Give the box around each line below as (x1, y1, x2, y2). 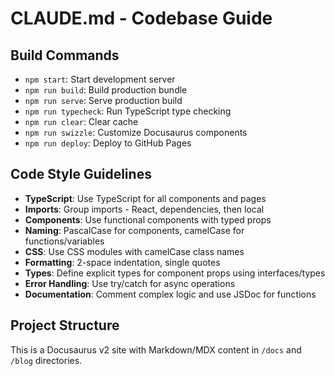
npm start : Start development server (24, 73, 176, 85)
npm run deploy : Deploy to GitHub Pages (24, 137, 192, 149)
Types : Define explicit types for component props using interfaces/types (24, 267, 326, 279)
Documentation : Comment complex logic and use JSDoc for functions (24, 288, 317, 300)
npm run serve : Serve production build (24, 95, 183, 106)
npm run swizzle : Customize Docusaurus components (24, 127, 248, 138)
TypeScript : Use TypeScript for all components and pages (24, 192, 267, 204)
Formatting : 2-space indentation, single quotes (24, 256, 221, 268)
